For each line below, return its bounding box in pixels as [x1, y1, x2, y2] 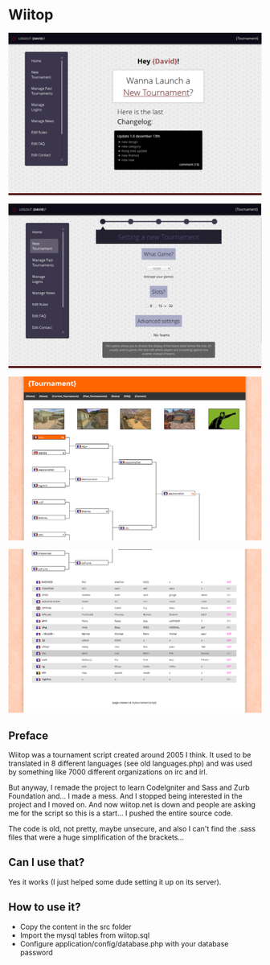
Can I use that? [8, 856, 85, 869]
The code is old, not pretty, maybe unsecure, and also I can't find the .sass [8, 824, 256, 834]
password [19, 947, 54, 957]
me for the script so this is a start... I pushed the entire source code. [8, 808, 233, 818]
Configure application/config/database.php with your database [19, 938, 229, 948]
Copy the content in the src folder [19, 922, 133, 931]
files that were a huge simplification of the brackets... [8, 832, 185, 842]
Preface [8, 729, 49, 742]
